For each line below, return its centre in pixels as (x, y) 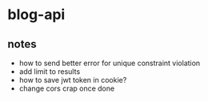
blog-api (36, 15)
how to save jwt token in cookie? (73, 80)
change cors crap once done (67, 88)
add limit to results (50, 72)
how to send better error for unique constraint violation (110, 63)
